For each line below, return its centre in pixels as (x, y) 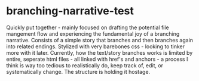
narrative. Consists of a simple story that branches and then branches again (99, 40)
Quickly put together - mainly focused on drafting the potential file (88, 27)
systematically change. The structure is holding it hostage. (78, 71)
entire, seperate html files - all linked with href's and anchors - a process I (97, 59)
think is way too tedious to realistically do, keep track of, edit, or (85, 65)
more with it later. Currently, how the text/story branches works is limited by (99, 52)
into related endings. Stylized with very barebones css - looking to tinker (96, 46)
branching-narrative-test (70, 11)
